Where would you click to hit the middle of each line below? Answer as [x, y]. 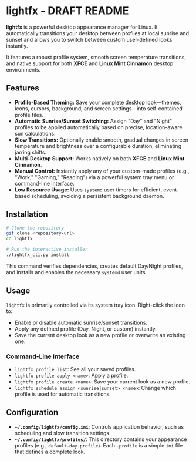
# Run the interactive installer [47, 250]
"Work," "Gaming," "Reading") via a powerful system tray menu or [94, 177]
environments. [23, 69]
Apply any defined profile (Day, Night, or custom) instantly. [85, 329]
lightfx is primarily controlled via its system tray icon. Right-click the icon [95, 305]
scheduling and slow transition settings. [62, 433]
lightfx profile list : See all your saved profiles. [75, 369]
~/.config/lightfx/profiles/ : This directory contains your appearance [101, 439]
